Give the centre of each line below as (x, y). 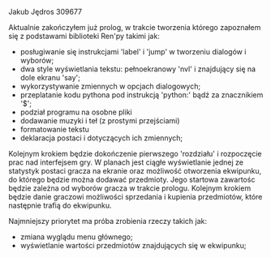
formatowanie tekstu (54, 129)
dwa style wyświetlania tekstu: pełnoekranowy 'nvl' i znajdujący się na (138, 69)
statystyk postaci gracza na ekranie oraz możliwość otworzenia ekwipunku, (135, 171)
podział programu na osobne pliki (76, 112)
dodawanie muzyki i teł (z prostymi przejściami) (100, 120)
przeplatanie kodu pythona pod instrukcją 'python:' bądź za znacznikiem (142, 95)
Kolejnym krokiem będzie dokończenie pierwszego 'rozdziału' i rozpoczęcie (135, 154)
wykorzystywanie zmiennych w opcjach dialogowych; (110, 86)
